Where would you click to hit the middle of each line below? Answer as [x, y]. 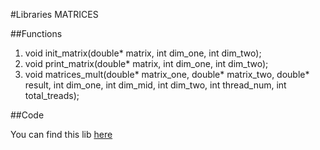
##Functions [36, 33]
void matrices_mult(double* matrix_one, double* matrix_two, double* [167, 74]
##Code [27, 115]
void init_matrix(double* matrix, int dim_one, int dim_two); [143, 53]
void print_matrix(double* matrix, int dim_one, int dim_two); [146, 63]
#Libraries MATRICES [54, 14]
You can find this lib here [61, 134]
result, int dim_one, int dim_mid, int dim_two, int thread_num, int [155, 85]
